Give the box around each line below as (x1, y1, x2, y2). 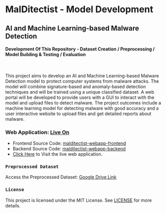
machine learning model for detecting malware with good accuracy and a (5, 105, 159, 111)
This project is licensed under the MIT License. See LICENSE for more (5, 197, 152, 203)
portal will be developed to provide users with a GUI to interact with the (5, 94, 155, 100)
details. (5, 202, 21, 208)
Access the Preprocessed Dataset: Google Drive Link (5, 174, 117, 180)
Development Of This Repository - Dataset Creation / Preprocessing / (5, 46, 155, 52)
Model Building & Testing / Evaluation (5, 51, 86, 58)
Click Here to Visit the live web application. (12, 151, 103, 157)
